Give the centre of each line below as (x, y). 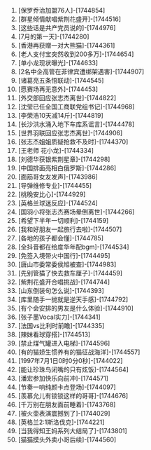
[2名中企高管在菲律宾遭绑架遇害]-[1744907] (81, 71)
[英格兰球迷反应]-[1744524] (58, 203)
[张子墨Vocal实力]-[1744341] (59, 317)
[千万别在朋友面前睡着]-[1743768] (67, 404)
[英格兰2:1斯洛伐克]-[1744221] (61, 422)
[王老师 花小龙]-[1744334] (56, 150)
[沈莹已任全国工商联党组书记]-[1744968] (76, 107)
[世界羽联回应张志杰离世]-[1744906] (70, 133)
